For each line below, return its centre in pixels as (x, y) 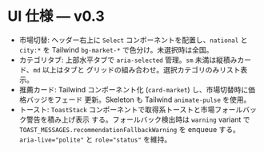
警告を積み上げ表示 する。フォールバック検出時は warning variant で (138, 119)
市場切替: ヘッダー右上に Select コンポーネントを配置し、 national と (133, 40)
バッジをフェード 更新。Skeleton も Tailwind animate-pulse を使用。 (138, 99)
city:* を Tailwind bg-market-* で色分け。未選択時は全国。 (116, 49)
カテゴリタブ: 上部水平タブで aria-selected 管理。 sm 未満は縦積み (128, 60)
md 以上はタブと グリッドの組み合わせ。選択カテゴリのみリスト (137, 69)
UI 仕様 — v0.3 (56, 16)
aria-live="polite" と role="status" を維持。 (95, 139)
